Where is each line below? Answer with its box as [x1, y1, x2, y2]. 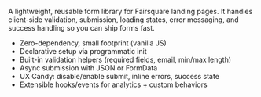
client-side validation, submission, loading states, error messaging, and [8, 15, 239, 24]
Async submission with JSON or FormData [19, 63, 158, 73]
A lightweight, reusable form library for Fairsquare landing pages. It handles [8, 7, 253, 16]
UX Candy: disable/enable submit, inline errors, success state [19, 72, 220, 81]
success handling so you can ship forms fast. [8, 23, 155, 32]
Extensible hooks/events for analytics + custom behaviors [19, 80, 208, 89]
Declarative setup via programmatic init [19, 47, 147, 56]
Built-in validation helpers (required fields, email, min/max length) [19, 55, 232, 64]
